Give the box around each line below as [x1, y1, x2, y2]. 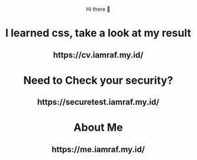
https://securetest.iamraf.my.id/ [37, 97, 160, 107]
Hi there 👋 [86, 6, 111, 12]
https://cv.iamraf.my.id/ [53, 50, 144, 60]
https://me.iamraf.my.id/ [51, 144, 145, 154]
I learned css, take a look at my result [5, 27, 191, 40]
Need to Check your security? [23, 73, 173, 87]
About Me [73, 121, 123, 135]
